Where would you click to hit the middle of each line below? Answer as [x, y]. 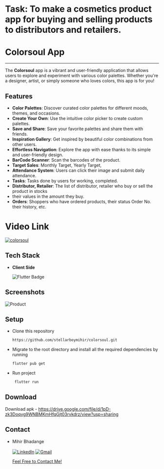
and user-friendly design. [38, 155]
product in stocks [30, 191]
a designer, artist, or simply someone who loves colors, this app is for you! [80, 81]
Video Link [27, 227]
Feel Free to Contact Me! [37, 461]
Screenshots [25, 292]
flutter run [27, 382]
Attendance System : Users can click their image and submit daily [78, 170]
